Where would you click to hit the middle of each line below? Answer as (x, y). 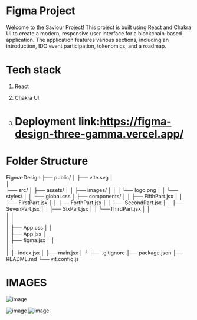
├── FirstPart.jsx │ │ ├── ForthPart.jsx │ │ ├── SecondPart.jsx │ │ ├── (95, 203)
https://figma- (136, 122)
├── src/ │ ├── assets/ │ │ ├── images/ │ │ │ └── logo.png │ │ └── (92, 190)
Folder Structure (47, 161)
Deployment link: (57, 122)
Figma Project (41, 11)
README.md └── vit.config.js (43, 259)
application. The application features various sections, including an (88, 40)
